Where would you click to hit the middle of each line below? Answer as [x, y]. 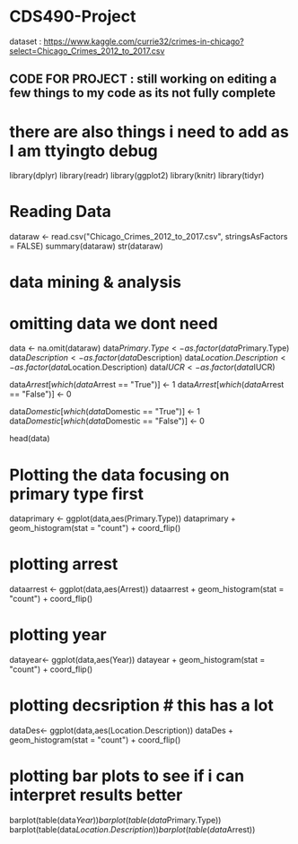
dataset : [26, 41]
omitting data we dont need [114, 323]
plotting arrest [64, 565]
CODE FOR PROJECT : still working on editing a [143, 79]
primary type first [76, 494]
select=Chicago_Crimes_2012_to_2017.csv [87, 50]
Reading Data [61, 212]
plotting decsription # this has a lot [141, 705]
